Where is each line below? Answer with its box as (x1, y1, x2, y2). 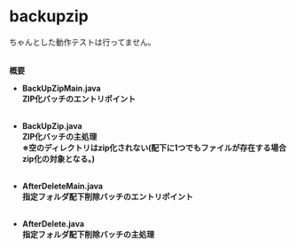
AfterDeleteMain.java (21, 180, 104, 191)
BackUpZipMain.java (21, 83, 101, 93)
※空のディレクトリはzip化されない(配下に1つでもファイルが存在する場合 (21, 142, 287, 153)
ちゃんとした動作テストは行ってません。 (9, 36, 157, 47)
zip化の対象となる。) (21, 153, 96, 164)
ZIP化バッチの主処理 (21, 131, 97, 141)
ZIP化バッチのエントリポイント (21, 93, 136, 104)
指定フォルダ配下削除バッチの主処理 (21, 228, 155, 239)
